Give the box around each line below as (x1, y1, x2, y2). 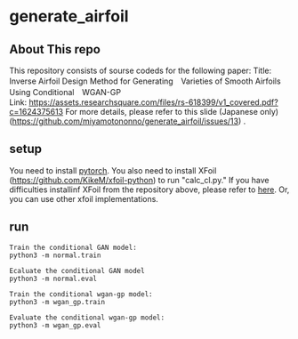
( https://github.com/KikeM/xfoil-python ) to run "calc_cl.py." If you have (9, 174, 270, 185)
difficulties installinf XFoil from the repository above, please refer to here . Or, (9, 184, 290, 195)
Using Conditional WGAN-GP (9, 87, 122, 97)
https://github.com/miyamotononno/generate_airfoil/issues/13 (12, 116, 238, 126)
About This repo (9, 42, 101, 57)
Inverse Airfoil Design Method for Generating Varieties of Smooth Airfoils (9, 76, 282, 86)
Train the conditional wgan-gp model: (9, 289, 153, 299)
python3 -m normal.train (9, 251, 101, 260)
